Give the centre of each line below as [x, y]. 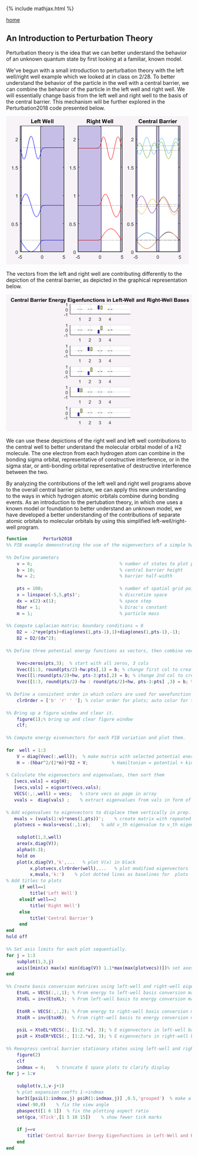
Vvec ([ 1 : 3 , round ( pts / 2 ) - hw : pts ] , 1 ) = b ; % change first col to [97, 669]
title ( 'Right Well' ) [55, 905]
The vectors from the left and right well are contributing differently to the [94, 274]
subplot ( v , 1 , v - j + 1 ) [41, 1086]
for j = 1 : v [21, 1073]
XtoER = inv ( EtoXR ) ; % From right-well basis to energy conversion [103, 1017]
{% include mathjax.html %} [40, 9]
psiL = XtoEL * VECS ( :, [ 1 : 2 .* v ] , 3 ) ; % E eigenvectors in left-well [101, 1030]
